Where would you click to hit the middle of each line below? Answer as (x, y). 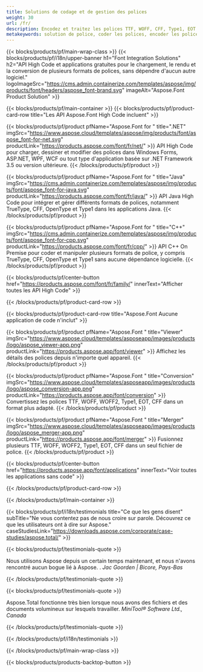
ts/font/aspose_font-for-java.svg (47, 190)
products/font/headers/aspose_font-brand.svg (64, 90)
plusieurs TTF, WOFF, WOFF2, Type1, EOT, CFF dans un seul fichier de (94, 446)
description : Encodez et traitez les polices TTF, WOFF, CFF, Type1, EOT (101, 29)
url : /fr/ (19, 23)
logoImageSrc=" (27, 84)
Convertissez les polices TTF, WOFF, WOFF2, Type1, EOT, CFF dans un (95, 402)
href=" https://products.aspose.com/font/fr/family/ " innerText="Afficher (95, 284)
